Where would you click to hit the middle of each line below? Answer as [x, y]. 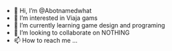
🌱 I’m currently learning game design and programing [89, 25]
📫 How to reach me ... [45, 40]
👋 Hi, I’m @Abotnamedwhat [53, 11]
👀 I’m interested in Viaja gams [56, 18]
